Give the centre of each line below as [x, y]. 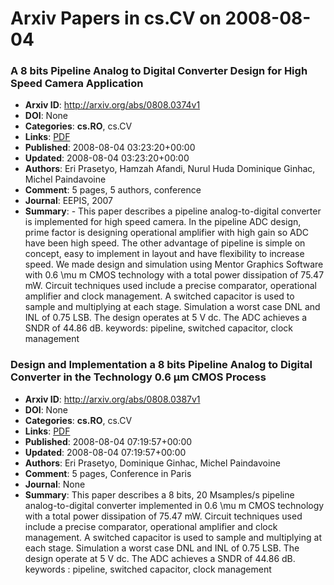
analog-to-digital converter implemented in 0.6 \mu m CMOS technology [174, 505]
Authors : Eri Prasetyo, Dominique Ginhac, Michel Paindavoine [152, 463]
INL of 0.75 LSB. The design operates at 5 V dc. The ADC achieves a [166, 318]
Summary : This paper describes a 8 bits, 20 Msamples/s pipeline [159, 494]
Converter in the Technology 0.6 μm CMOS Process [138, 377]
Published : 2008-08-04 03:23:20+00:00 [110, 148]
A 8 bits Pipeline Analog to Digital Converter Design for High [159, 71]
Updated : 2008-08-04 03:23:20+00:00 [107, 158]
